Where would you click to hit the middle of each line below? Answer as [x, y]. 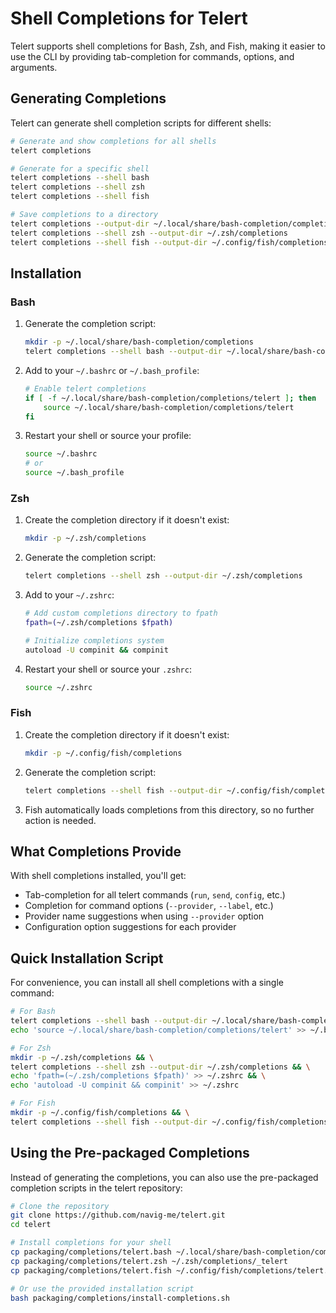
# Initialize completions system [94, 640]
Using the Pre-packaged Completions [130, 1153]
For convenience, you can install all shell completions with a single [147, 983]
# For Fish [33, 1103]
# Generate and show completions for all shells [113, 141]
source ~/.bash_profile [74, 473]
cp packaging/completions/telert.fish [91, 1270]
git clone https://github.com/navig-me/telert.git [118, 1215]
